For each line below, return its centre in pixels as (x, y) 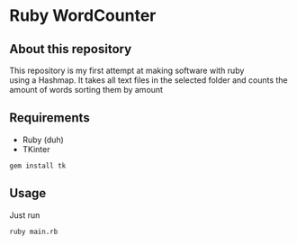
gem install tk (38, 166)
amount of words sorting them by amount (86, 90)
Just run (25, 215)
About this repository (71, 49)
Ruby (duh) (43, 140)
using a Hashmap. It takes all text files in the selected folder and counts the (148, 80)
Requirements (49, 118)
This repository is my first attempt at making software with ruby (127, 70)
